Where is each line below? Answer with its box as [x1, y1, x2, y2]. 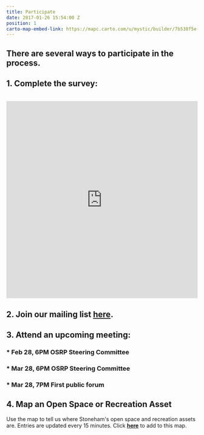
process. [6, 58, 41, 68]
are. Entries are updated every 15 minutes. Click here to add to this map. [6, 422, 187, 429]
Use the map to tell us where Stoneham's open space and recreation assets [6, 415, 196, 422]
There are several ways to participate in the [6, 48, 174, 58]
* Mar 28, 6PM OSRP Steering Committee [6, 365, 131, 373]
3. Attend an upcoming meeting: [6, 330, 131, 340]
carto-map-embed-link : [6, 25, 64, 32]
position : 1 [6, 20, 36, 26]
